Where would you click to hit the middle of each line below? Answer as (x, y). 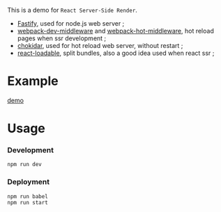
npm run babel (28, 196)
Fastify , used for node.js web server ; (71, 23)
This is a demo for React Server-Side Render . (73, 10)
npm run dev (24, 165)
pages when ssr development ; (62, 38)
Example (33, 81)
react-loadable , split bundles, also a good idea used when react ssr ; (116, 53)
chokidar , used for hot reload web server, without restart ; (100, 46)
